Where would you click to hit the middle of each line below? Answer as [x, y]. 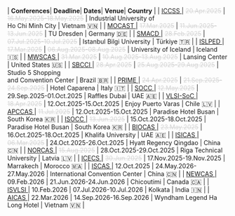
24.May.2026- [176, 166]
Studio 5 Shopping [34, 73]
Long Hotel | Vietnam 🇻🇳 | [46, 205]
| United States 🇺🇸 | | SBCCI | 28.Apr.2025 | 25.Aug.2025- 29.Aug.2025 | [113, 65]
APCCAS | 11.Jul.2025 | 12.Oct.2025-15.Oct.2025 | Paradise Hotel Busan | [113, 112]
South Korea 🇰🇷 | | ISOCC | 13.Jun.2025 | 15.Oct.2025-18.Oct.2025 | [107, 119]
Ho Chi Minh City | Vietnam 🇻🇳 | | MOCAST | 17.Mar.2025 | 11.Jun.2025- [112, 26]
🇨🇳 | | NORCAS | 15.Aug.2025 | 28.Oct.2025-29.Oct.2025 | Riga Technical [115, 150]
